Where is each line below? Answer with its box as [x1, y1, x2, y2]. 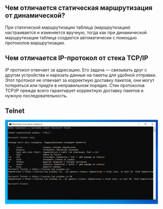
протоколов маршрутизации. [5, 40, 65, 46]
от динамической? [5, 12, 65, 20]
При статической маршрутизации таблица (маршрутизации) [5, 24, 131, 30]
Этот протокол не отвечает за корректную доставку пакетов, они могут [5, 77, 155, 83]
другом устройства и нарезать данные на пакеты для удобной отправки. [5, 72, 157, 78]
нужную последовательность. [5, 92, 68, 99]
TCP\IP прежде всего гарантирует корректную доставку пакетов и [5, 87, 144, 93]
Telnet [5, 107, 25, 115]
